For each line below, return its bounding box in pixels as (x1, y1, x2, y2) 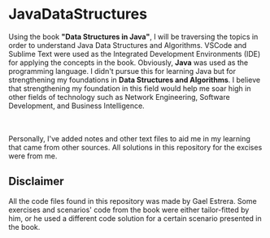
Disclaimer (8, 175, 64, 188)
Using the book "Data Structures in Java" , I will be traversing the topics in (8, 32, 259, 41)
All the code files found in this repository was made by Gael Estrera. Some (8, 196, 258, 206)
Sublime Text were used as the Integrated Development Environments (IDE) (8, 49, 261, 58)
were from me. (8, 151, 58, 161)
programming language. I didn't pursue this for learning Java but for (8, 66, 237, 76)
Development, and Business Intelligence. (8, 101, 145, 110)
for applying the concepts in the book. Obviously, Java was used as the (8, 58, 249, 67)
